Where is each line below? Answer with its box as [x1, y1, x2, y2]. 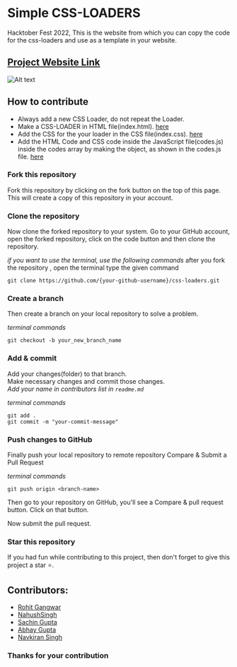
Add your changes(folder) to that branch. [7, 370, 127, 378]
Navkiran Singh [17, 633, 62, 642]
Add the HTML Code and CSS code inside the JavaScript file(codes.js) [17, 137, 224, 146]
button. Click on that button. [7, 506, 89, 514]
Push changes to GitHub [7, 434, 93, 444]
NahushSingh [17, 610, 57, 619]
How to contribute [7, 96, 89, 108]
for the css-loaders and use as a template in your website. [7, 35, 177, 44]
